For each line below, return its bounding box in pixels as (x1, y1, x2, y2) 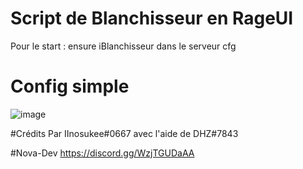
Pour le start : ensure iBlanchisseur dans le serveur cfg (10, 40, 237, 52)
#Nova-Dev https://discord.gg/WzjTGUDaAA (10, 147, 195, 159)
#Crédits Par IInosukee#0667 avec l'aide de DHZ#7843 (10, 127, 239, 139)
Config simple (10, 75, 130, 98)
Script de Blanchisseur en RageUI (10, 7, 294, 30)
